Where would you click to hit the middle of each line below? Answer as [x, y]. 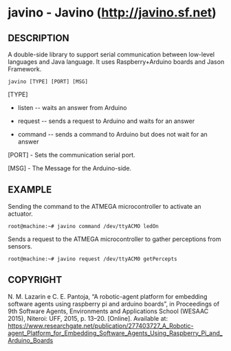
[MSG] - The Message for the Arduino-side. [70, 168]
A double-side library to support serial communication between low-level [111, 54]
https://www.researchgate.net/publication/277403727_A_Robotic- [101, 326]
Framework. [25, 69]
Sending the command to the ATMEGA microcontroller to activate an [104, 206]
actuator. [20, 214]
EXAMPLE [30, 190]
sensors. [20, 246]
